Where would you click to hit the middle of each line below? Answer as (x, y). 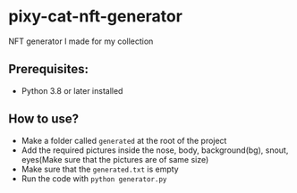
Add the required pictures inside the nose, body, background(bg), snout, (155, 150)
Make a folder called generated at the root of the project (124, 140)
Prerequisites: (48, 69)
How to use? (44, 119)
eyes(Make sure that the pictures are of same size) (115, 159)
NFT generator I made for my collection (81, 41)
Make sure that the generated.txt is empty (100, 169)
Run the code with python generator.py (94, 178)
